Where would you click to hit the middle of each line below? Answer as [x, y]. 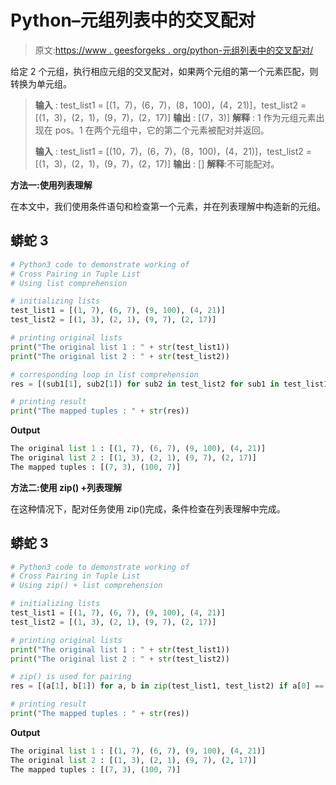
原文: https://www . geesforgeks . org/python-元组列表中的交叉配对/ [174, 50]
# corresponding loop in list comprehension [104, 374]
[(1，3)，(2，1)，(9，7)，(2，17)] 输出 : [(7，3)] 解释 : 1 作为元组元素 [175, 117]
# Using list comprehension [69, 283]
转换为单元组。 [41, 83]
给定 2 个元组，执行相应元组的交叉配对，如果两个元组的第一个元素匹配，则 [164, 71]
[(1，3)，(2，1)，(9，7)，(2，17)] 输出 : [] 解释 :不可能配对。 [157, 163]
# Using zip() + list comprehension [86, 586]
